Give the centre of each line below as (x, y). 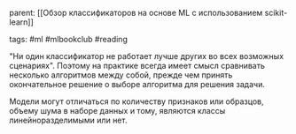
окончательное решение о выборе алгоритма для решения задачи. (137, 84)
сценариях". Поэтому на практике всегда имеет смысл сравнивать (137, 66)
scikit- (276, 13)
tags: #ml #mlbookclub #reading (69, 39)
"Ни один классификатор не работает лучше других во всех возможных (147, 56)
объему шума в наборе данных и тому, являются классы (117, 111)
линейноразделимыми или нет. (68, 120)
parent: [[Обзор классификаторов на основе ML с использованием (136, 13)
